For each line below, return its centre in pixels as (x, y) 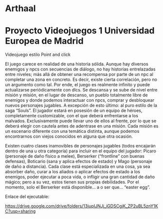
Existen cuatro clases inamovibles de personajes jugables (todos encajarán (80, 146)
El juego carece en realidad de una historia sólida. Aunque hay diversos (77, 64)
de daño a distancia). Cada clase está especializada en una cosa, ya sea (78, 166)
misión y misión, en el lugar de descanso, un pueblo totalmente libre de (76, 95)
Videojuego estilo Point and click (38, 55)
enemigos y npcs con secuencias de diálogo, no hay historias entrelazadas (80, 69)
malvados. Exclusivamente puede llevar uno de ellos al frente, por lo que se (81, 121)
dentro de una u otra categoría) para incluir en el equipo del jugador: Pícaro (81, 151)
